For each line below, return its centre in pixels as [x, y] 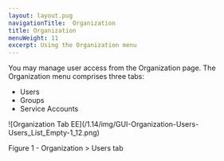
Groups [32, 100]
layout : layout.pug [41, 16]
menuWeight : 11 [33, 38]
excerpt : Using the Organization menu [73, 45]
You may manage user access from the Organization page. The [112, 68]
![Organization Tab [39, 124]
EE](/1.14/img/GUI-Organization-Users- [135, 124]
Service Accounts [49, 109]
